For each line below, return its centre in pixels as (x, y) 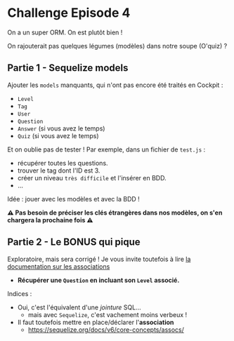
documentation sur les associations (59, 266)
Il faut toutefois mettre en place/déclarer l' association (96, 322)
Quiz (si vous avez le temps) (58, 135)
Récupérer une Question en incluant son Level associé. (98, 280)
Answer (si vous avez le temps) (61, 128)
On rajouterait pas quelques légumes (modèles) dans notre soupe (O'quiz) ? (117, 46)
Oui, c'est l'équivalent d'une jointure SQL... (79, 307)
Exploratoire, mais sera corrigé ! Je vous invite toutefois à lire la (99, 259)
